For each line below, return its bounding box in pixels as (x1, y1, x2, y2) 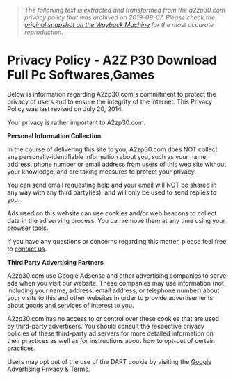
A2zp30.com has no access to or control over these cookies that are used (7, 314, 220, 322)
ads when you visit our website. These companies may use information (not (7, 279, 225, 287)
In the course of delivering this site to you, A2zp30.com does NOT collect (7, 145, 218, 154)
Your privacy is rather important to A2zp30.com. (7, 118, 146, 126)
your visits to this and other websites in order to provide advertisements (7, 293, 214, 301)
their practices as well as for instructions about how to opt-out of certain (7, 336, 216, 345)
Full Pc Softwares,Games (7, 67, 155, 83)
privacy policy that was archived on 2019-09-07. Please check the (24, 13, 216, 22)
